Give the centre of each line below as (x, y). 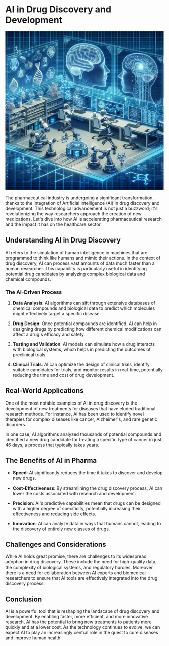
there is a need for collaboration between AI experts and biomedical (75, 573)
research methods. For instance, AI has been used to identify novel (75, 414)
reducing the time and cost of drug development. (63, 375)
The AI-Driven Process (34, 292)
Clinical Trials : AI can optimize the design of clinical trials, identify (81, 365)
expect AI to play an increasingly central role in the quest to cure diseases (82, 633)
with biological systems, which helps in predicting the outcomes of (81, 349)
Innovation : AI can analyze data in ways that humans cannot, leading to (87, 523)
